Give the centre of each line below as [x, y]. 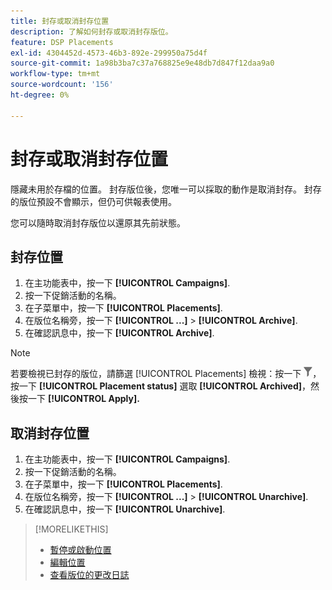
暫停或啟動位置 [80, 550]
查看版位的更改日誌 [89, 575]
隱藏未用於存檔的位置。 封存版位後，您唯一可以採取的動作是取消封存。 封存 [166, 189]
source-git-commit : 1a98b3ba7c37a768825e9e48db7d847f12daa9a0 [142, 63]
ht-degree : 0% [40, 95]
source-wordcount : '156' [62, 85]
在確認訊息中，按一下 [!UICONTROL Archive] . [119, 333]
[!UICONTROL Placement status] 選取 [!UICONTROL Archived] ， [175, 386]
